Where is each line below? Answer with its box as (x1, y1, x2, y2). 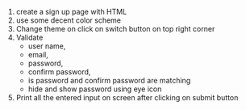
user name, (27, 41, 66, 51)
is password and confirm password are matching (27, 76, 191, 85)
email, (27, 50, 48, 59)
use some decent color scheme (15, 15, 122, 25)
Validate (15, 32, 44, 42)
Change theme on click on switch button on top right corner (15, 24, 215, 33)
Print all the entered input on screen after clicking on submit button (15, 93, 239, 102)
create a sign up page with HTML (15, 7, 127, 16)
